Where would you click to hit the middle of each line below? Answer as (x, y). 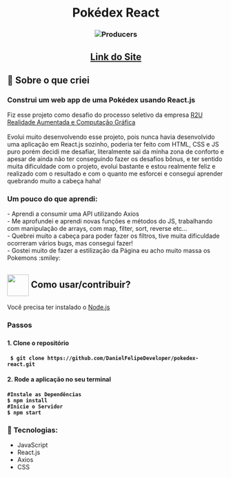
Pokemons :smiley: (34, 258)
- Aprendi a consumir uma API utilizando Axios (73, 214)
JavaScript (32, 445)
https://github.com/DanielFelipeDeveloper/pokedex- (123, 358)
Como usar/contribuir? (81, 284)
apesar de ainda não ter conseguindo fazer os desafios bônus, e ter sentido (115, 159)
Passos (20, 325)
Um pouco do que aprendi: (52, 199)
